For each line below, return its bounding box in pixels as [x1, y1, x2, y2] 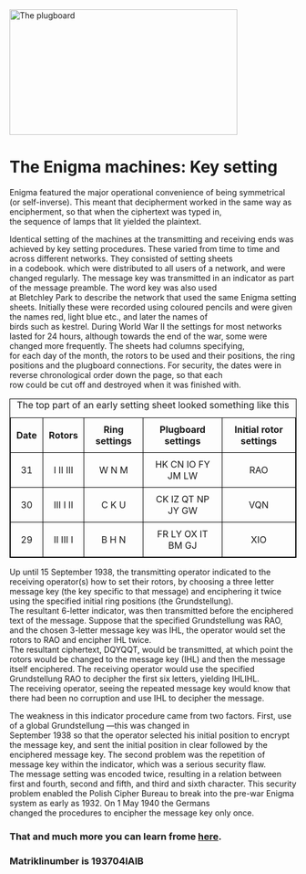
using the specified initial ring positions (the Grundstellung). [9, 595, 234, 606]
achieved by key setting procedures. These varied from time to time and [9, 243, 280, 254]
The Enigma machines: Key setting [9, 157, 278, 177]
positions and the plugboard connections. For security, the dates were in [9, 360, 282, 371]
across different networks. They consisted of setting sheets [9, 253, 234, 264]
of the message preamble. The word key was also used [9, 282, 217, 293]
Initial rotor [234, 423, 284, 436]
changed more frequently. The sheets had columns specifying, [9, 340, 245, 351]
